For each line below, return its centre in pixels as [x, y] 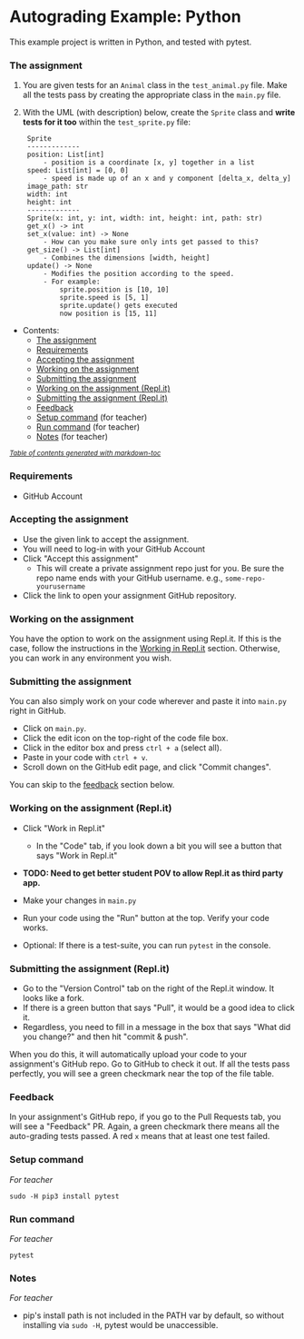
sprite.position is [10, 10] [114, 290]
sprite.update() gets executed [118, 306]
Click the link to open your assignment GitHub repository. [129, 595]
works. [35, 927]
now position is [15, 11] [108, 314]
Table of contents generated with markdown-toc [85, 453]
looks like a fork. [53, 998]
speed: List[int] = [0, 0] [78, 171]
